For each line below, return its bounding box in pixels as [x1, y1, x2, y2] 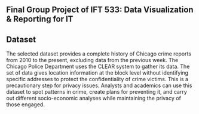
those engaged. [6, 101, 45, 108]
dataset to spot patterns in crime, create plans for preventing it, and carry [6, 88, 187, 95]
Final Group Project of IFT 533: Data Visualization [6, 5, 194, 15]
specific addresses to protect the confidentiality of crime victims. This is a [6, 76, 189, 83]
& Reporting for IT [6, 14, 74, 24]
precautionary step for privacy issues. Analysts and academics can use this [6, 82, 192, 89]
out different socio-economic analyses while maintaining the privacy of [6, 95, 181, 102]
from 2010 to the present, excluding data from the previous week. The [6, 57, 179, 64]
